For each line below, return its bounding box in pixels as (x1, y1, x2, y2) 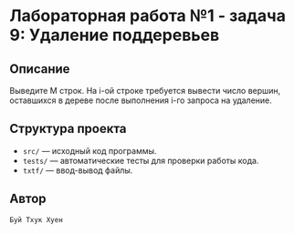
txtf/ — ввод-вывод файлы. (22, 165, 133, 176)
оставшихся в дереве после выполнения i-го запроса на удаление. (9, 95, 272, 106)
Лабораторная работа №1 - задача (9, 5, 286, 26)
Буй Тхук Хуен (9, 215, 64, 224)
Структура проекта (9, 121, 127, 137)
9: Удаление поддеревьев (9, 25, 220, 46)
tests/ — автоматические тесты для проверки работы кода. (22, 155, 259, 166)
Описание (9, 61, 70, 76)
